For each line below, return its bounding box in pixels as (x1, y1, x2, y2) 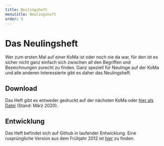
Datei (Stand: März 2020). (5, 102, 58, 109)
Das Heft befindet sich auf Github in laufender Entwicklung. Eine (5, 130, 136, 136)
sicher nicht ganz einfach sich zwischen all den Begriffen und (5, 59, 131, 65)
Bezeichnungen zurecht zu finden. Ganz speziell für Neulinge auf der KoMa (5, 65, 160, 71)
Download (5, 84, 37, 93)
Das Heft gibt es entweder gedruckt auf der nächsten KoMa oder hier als (5, 97, 154, 103)
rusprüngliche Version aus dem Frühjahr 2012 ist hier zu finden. (5, 135, 135, 141)
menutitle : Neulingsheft (5, 12, 56, 17)
